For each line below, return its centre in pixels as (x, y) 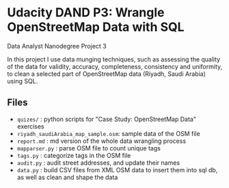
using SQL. (23, 81)
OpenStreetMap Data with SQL (96, 27)
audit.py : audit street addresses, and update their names (98, 163)
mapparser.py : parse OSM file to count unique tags (89, 148)
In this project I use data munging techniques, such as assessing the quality (114, 59)
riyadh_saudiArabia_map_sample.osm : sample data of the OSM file (108, 133)
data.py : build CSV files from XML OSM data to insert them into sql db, (117, 170)
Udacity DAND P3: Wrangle (86, 13)
